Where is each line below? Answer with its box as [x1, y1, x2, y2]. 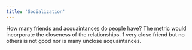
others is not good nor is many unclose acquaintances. [6, 37, 142, 44]
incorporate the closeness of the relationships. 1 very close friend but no [6, 31, 185, 38]
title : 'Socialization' [6, 8, 66, 15]
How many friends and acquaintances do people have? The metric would [6, 25, 187, 32]
